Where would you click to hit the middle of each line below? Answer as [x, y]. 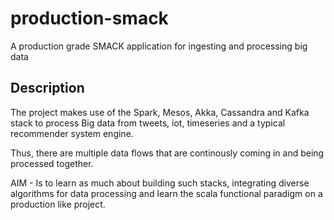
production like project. [58, 204]
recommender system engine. [72, 133]
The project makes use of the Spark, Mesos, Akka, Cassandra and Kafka [160, 112]
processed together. [52, 163]
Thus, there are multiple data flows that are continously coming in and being [167, 153]
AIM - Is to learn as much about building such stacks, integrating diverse [160, 183]
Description [47, 88]
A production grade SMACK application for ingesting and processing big [159, 46]
